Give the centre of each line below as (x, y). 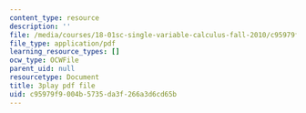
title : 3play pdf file (52, 86)
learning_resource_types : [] (65, 52)
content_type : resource (55, 18)
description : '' (40, 26)
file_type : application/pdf (63, 43)
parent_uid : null (42, 69)
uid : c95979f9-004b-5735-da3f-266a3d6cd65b (93, 94)
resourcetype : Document (55, 77)
